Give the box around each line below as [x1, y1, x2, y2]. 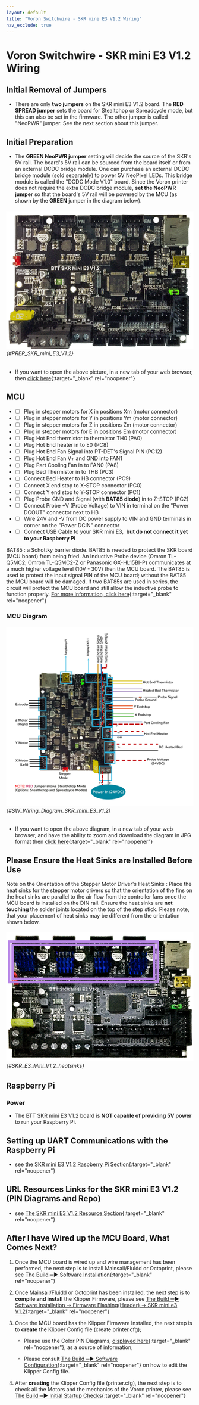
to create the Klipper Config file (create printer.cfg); [14, 1326, 141, 1333]
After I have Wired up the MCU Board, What [6, 1233, 170, 1244]
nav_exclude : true [6, 22, 52, 28]
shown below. [6, 918, 40, 926]
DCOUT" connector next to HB [23, 508, 99, 515]
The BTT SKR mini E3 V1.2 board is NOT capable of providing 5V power [14, 1112, 192, 1120]
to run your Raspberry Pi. [14, 1118, 77, 1126]
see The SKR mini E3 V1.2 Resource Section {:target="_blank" [14, 1210, 165, 1217]
